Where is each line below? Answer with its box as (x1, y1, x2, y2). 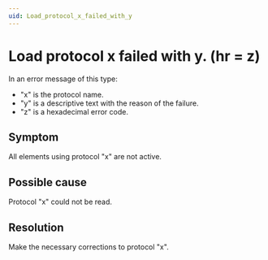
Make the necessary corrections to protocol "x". (8, 242, 169, 252)
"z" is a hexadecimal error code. (19, 106, 128, 116)
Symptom (8, 130, 59, 144)
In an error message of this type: (8, 74, 118, 84)
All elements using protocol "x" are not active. (8, 152, 162, 162)
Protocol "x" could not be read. (8, 197, 112, 207)
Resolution (8, 220, 64, 234)
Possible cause (8, 175, 88, 189)
